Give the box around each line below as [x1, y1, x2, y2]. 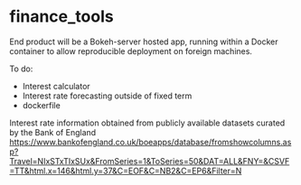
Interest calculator [22, 80, 90, 91]
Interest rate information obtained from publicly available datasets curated [9, 117, 286, 128]
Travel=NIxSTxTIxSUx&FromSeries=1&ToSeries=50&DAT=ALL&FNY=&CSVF [9, 155, 290, 166]
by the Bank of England [9, 126, 97, 137]
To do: [9, 63, 33, 74]
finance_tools [9, 6, 115, 27]
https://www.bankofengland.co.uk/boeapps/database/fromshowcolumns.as [9, 136, 292, 147]
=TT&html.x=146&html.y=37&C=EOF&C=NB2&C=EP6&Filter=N [9, 165, 242, 176]
